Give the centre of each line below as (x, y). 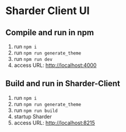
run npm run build (36, 110)
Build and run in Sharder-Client (63, 84)
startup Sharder (33, 116)
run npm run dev (33, 59)
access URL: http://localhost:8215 (55, 123)
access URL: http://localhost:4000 (55, 65)
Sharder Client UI (48, 11)
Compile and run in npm (50, 33)
